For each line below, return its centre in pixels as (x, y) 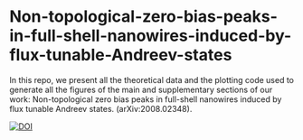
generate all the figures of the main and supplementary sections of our (141, 89)
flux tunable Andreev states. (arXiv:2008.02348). (101, 108)
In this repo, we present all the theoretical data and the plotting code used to (151, 79)
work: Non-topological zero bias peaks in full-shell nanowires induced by (146, 99)
